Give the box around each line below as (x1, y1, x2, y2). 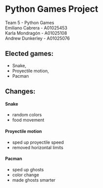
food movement (12, 117, 45, 123)
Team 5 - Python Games (5, 20, 54, 26)
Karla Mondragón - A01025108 (5, 30, 67, 36)
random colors (12, 112, 42, 118)
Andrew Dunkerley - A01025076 (5, 35, 70, 41)
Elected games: (5, 50, 54, 58)
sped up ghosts (12, 166, 44, 172)
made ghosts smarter (12, 177, 55, 183)
